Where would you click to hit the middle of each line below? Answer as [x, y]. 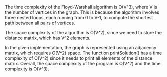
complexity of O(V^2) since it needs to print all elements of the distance [79, 58]
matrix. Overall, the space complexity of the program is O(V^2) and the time [83, 64]
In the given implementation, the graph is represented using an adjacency [81, 48]
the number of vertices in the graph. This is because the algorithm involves [82, 12]
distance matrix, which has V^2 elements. [48, 38]
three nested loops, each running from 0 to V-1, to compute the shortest [79, 18]
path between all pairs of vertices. [40, 23]
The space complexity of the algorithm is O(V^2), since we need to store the [84, 33]
